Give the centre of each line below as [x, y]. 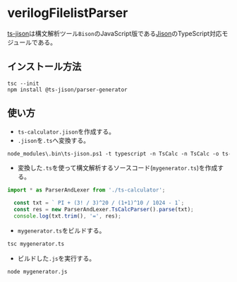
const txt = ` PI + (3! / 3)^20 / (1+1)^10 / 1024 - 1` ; [99, 203]
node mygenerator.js [38, 271]
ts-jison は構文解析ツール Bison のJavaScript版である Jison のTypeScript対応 [115, 33]
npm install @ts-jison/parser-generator [68, 90]
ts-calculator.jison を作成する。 [66, 131]
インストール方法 [44, 67]
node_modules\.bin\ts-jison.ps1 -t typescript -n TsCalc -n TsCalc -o [113, 153]
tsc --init [23, 83]
